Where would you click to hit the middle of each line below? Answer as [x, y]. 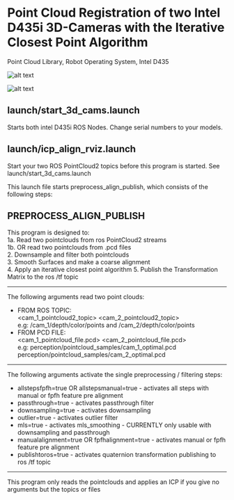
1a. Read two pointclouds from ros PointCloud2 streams [87, 240]
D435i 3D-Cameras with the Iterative [116, 27]
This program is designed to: [48, 233]
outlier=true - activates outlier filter [68, 418]
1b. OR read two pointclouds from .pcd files [69, 248]
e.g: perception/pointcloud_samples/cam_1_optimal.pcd [96, 347]
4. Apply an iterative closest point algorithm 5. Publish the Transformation [112, 270]
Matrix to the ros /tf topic [43, 277]
